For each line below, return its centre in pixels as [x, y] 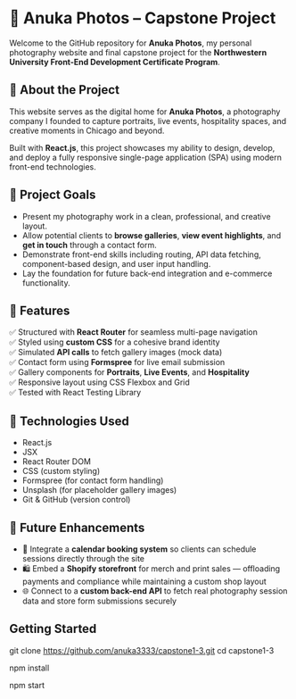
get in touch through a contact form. [90, 245]
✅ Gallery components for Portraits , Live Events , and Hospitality [129, 372]
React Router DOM [57, 462]
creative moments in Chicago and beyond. [87, 130]
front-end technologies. [53, 166]
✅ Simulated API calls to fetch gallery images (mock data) [116, 353]
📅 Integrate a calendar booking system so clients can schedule [139, 549]
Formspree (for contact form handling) [93, 480]
